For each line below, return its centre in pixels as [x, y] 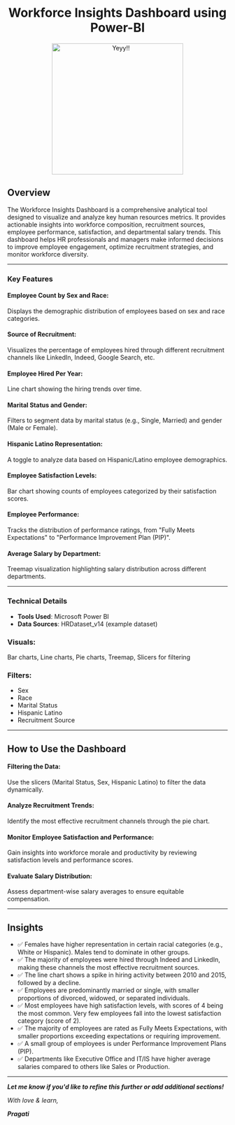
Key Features [30, 279]
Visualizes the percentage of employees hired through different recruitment [116, 350]
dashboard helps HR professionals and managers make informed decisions [115, 239]
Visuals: [22, 642]
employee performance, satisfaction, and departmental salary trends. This [114, 231]
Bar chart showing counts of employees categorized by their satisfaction [112, 491]
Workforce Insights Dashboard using [117, 13]
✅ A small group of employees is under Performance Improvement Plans [122, 1044]
